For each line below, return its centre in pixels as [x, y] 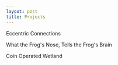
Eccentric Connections [34, 33]
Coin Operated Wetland [34, 56]
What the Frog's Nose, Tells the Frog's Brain [59, 45]
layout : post [22, 11]
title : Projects [26, 17]
